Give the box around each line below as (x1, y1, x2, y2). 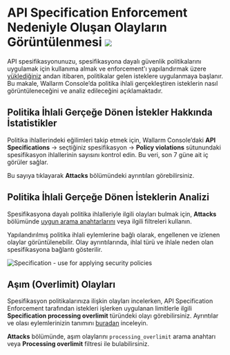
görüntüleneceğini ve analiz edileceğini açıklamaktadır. (7, 87, 163, 95)
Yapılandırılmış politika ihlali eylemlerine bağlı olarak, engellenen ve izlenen (7, 230, 220, 239)
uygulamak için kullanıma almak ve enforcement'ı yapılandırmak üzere (7, 64, 207, 73)
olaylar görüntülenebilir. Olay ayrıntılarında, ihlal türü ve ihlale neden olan (7, 237, 214, 246)
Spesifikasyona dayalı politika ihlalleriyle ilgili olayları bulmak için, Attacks (7, 210, 217, 218)
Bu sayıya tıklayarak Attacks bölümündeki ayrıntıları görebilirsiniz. (7, 171, 195, 179)
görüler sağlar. (7, 158, 48, 166)
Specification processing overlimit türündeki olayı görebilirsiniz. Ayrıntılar (7, 311, 219, 320)
